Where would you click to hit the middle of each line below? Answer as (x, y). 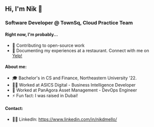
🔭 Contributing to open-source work (48, 45)
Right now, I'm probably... (32, 34)
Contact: (14, 109)
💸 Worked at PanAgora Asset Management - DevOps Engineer (75, 90)
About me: (16, 67)
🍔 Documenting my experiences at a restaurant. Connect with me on (80, 50)
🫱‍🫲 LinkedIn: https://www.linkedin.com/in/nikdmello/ (65, 119)
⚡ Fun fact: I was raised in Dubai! (45, 95)
